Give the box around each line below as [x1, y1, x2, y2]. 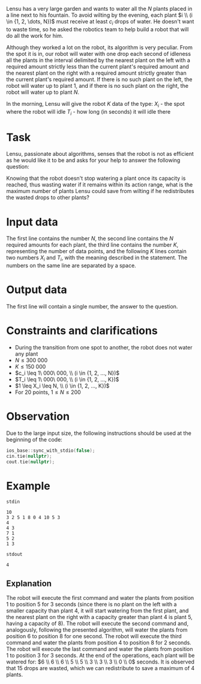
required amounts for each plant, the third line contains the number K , [6, 241, 179, 248]
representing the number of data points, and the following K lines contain [6, 248, 187, 255]
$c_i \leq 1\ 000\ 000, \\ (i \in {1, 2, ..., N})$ [14, 369, 120, 377]
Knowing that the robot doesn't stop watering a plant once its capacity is [6, 174, 186, 182]
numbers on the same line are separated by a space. [6, 262, 136, 270]
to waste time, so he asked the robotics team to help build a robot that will [6, 25, 189, 32]
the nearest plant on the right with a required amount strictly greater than [6, 69, 187, 76]
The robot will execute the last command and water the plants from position [6, 645, 193, 653]
